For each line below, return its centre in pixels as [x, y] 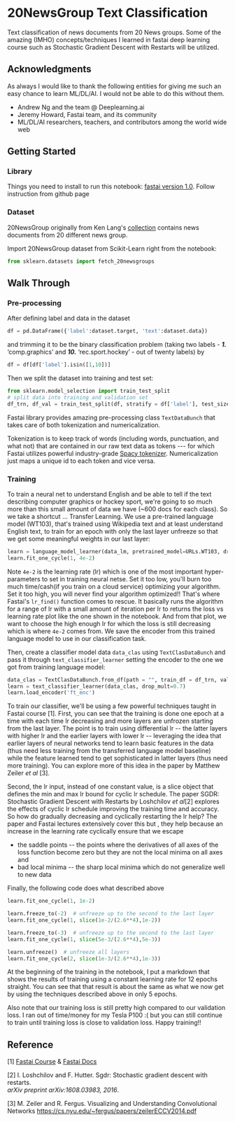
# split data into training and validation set [78, 397]
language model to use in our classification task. [77, 638]
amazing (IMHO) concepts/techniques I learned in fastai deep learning [109, 39]
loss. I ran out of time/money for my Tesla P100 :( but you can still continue [115, 1015]
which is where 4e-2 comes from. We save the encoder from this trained [111, 631]
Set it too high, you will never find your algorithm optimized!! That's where [114, 594]
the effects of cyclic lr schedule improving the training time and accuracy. [113, 809]
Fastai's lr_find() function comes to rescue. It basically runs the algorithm [115, 601]
